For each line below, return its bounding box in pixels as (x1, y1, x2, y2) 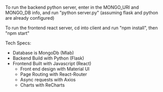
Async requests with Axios (20, 77, 76, 82)
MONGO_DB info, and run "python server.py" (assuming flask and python (5, 10, 158, 16)
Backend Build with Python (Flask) (12, 55, 85, 61)
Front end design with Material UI (20, 66, 90, 72)
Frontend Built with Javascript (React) (12, 61, 92, 66)
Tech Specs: (5, 40, 31, 46)
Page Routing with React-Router (20, 71, 88, 77)
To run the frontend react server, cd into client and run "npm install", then (5, 25, 158, 31)
